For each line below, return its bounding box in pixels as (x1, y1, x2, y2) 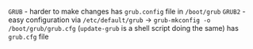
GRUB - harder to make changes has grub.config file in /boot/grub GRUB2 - (8, 7, 246, 16)
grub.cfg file (8, 32, 49, 41)
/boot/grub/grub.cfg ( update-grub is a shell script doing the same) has (8, 24, 240, 32)
